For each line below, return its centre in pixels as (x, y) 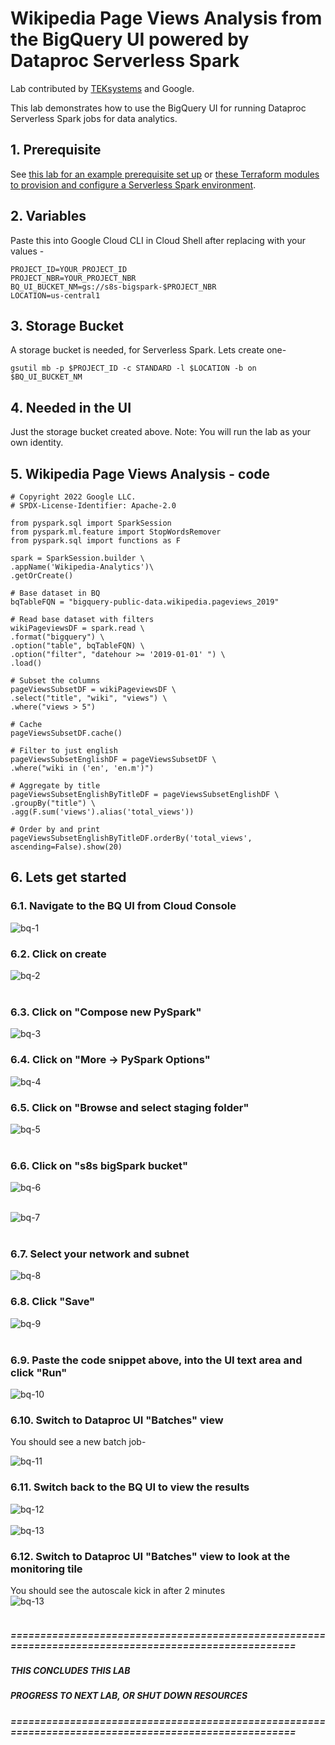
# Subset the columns (55, 681)
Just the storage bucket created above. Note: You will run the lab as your (160, 432)
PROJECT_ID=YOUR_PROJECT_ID (69, 269)
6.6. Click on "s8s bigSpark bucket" (99, 1165)
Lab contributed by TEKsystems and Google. (102, 88)
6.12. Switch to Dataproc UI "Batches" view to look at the (150, 1556)
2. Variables (48, 216)
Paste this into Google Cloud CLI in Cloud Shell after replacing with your (158, 240)
